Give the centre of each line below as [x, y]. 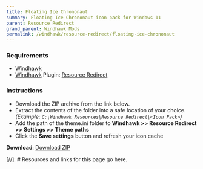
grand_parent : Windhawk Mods [43, 29]
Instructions [25, 91]
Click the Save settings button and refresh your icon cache [89, 136]
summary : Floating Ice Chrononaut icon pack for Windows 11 [84, 18]
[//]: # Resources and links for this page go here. [67, 159]
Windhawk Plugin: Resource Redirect [61, 75]
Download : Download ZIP [38, 147]
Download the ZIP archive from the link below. [72, 104]
